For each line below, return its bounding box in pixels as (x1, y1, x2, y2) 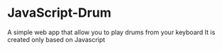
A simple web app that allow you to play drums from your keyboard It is (7, 28, 216, 36)
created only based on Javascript (7, 35, 106, 43)
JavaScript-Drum (7, 5, 111, 21)
